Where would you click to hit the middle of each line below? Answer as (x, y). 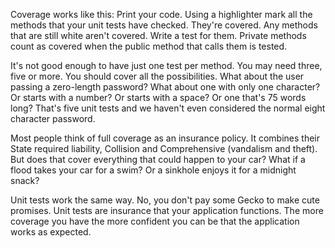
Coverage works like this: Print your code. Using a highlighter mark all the (161, 14)
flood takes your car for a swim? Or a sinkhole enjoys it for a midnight (153, 170)
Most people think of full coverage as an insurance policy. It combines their (165, 138)
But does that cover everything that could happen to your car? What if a (158, 159)
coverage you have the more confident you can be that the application (155, 221)
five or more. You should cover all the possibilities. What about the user (157, 76)
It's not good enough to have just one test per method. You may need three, (166, 65)
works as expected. (51, 232)
